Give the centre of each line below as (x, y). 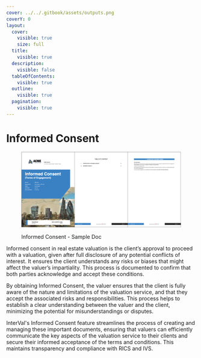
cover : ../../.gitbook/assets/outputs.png (60, 13)
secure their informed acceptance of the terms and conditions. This (90, 342)
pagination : (27, 102)
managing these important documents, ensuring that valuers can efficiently (100, 329)
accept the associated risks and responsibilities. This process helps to (93, 298)
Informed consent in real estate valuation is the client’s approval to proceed (100, 248)
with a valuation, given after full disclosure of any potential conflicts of (93, 255)
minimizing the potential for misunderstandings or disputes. (80, 311)
